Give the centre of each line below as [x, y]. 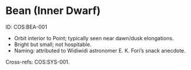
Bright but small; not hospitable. [53, 44]
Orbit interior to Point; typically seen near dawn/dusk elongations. [94, 38]
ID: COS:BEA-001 [27, 27]
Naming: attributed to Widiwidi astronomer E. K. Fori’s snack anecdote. [100, 50]
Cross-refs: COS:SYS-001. [38, 62]
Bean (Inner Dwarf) [53, 11]
